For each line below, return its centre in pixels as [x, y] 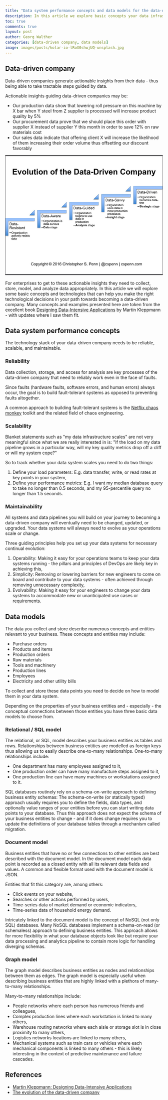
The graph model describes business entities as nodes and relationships [80, 971]
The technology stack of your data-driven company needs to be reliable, [80, 343]
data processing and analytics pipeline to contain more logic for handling [80, 941]
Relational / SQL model [33, 730]
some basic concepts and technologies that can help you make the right [79, 294]
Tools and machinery [34, 665]
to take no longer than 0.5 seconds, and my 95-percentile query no [81, 488]
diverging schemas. [25, 946]
